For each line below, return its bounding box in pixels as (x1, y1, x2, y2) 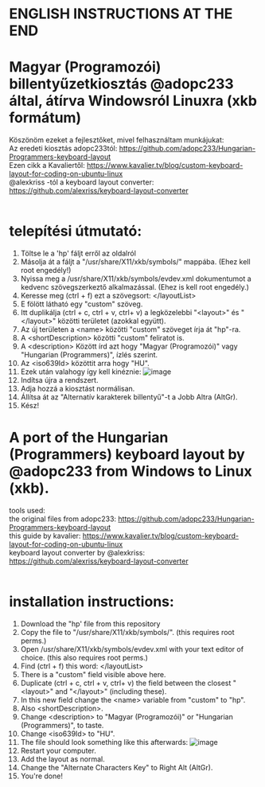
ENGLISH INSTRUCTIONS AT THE (9, 5, 233, 23)
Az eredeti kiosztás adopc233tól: (9, 144, 118, 154)
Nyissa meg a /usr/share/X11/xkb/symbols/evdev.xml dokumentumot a (20, 274, 251, 283)
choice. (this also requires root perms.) (20, 653, 148, 662)
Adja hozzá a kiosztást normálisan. (20, 384, 135, 394)
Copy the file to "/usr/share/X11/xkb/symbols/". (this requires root (20, 627, 235, 637)
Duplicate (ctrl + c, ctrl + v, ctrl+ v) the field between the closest (20, 678, 232, 688)
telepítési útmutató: (9, 222, 142, 240)
